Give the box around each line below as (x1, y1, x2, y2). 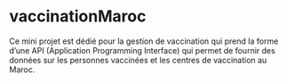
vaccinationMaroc (9, 6, 147, 27)
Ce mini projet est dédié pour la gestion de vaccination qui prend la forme (9, 36, 279, 46)
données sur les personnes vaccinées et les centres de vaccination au (9, 54, 267, 65)
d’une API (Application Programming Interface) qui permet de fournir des (9, 45, 275, 55)
